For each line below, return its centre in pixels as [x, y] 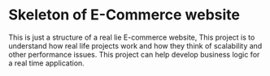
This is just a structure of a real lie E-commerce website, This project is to [132, 37]
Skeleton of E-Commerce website [124, 15]
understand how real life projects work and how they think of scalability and [135, 45]
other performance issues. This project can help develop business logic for [134, 54]
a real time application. [47, 63]
